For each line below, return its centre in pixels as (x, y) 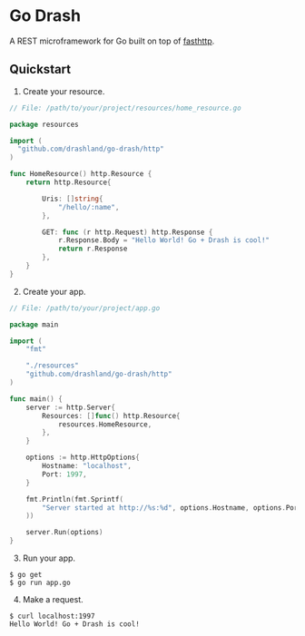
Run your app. (49, 558)
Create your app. (54, 291)
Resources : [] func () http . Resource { (111, 416)
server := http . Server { (71, 407)
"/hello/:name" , (89, 207)
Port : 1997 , (65, 474)
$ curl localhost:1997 (52, 616)
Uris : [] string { (73, 199)
